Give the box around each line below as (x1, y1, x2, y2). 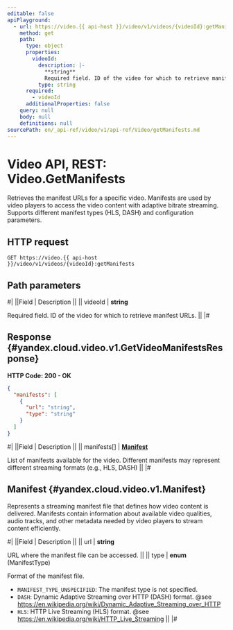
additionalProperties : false (25, 101, 110, 108)
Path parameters (7, 279, 81, 291)
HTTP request (7, 236, 69, 248)
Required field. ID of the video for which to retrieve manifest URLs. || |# (7, 311, 210, 319)
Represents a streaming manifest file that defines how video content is (7, 502, 209, 510)
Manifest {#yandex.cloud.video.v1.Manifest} (7, 484, 207, 495)
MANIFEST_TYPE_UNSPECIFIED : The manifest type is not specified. (17, 585, 198, 593)
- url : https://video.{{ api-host (13, 23, 113, 30)
